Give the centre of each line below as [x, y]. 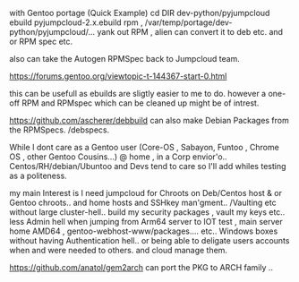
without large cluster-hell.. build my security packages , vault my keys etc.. [147, 212]
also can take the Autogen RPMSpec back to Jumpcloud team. [124, 59]
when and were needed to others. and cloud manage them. [119, 250]
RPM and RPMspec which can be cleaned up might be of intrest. [141, 103]
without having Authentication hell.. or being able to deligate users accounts [149, 240]
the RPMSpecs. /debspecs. [60, 130]
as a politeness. [38, 175]
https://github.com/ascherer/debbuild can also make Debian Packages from [149, 120]
